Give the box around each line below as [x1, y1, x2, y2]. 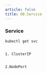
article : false [5, 7, 36, 12]
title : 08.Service [5, 12, 42, 17]
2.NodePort [5, 64, 27, 69]
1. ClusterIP [5, 52, 31, 56]
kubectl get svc [5, 38, 38, 44]
